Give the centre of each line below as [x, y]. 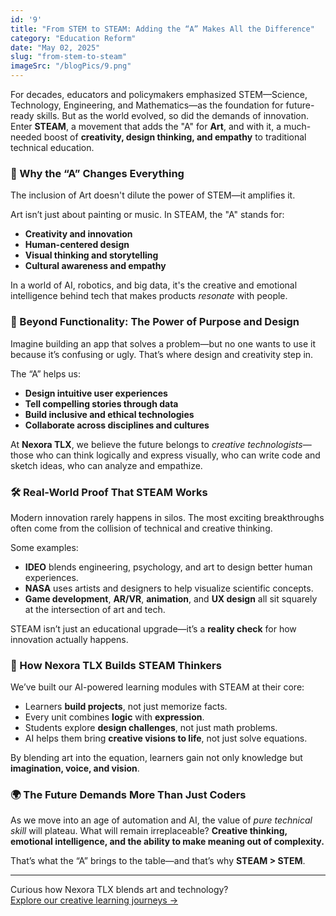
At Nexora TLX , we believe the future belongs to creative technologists [156, 444]
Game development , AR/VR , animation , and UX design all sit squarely [171, 598]
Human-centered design [77, 245]
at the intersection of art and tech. [95, 609]
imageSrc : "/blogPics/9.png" [71, 66]
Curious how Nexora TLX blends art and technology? [119, 890]
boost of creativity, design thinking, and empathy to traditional [175, 137]
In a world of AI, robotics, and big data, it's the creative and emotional [154, 285]
